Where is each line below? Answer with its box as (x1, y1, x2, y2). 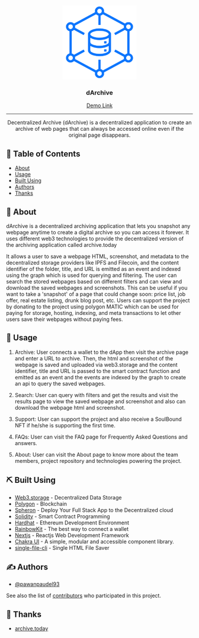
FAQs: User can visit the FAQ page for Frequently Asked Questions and (14, 433, 188, 440)
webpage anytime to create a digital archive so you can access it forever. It (6, 228, 190, 236)
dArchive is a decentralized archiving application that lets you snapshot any (6, 222, 191, 230)
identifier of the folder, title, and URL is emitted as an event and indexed (6, 265, 181, 272)
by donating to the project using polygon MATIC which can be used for (6, 303, 179, 310)
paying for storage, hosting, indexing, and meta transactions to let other (6, 309, 181, 316)
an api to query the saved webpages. (14, 380, 105, 387)
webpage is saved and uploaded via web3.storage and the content (14, 361, 178, 368)
